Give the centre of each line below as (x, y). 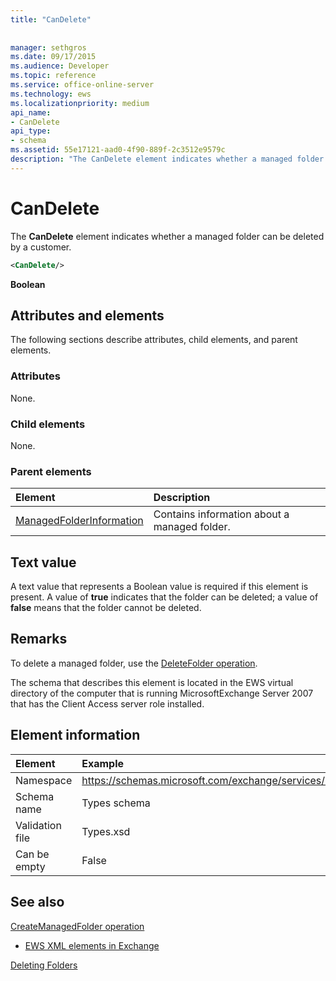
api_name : (31, 112)
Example (103, 763)
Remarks (39, 639)
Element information (75, 735)
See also (37, 902)
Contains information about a (221, 514)
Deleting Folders (44, 965)
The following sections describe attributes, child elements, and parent (154, 340)
